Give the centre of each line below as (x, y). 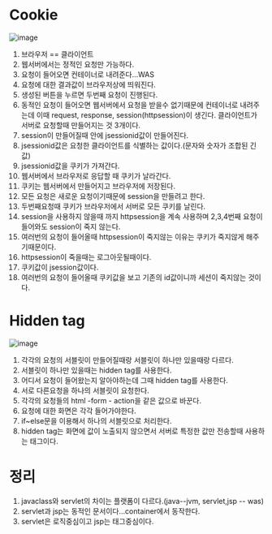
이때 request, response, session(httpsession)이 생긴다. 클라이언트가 (147, 114)
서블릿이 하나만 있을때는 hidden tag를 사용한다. (96, 370)
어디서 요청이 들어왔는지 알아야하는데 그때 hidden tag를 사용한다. (124, 380)
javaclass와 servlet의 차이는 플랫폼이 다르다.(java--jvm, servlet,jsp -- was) (142, 501)
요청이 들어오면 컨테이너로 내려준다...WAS (88, 74)
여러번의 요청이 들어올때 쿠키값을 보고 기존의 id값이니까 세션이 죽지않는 (134, 277)
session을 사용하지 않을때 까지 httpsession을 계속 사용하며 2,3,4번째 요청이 (142, 216)
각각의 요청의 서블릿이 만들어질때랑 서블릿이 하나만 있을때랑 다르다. (127, 360)
